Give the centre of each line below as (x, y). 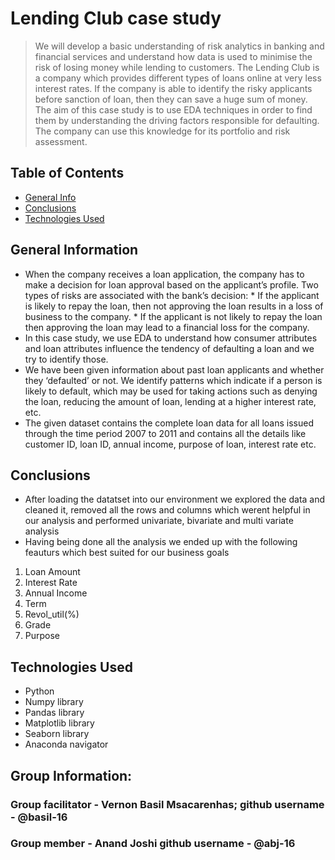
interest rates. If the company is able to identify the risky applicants (173, 88)
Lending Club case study (116, 18)
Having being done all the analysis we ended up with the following (161, 542)
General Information (74, 250)
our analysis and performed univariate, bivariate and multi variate (159, 521)
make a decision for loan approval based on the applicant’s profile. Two (171, 284)
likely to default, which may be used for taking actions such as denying (171, 391)
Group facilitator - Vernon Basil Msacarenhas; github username (167, 804)
